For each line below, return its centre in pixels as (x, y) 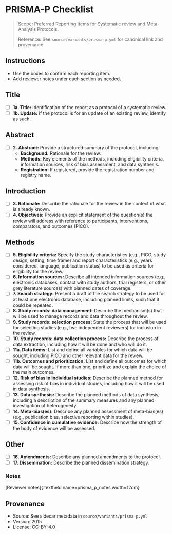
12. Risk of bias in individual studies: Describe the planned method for (88, 378)
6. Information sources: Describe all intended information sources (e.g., (89, 277)
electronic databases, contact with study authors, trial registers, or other (89, 283)
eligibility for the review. (38, 272)
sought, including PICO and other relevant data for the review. (78, 355)
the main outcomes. (34, 372)
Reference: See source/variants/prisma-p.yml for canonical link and (90, 39)
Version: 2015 (27, 522)
